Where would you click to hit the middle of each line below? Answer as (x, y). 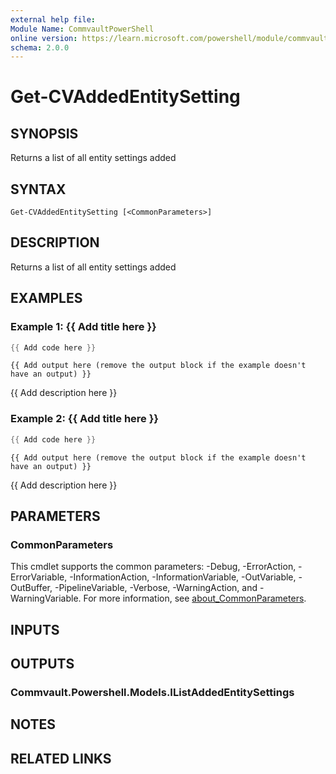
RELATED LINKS (61, 758)
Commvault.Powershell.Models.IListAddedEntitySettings (152, 692)
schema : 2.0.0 (40, 47)
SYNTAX (38, 189)
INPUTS (35, 629)
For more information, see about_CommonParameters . (195, 598)
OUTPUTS (42, 664)
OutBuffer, (31, 588)
